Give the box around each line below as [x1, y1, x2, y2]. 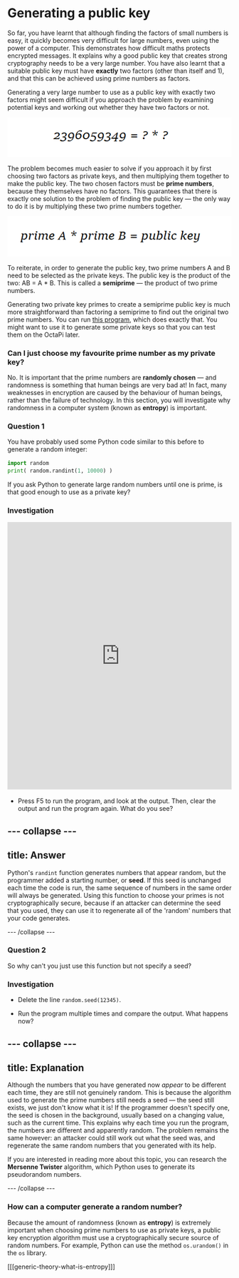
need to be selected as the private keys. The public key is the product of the [7, 271, 231, 280]
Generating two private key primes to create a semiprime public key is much [7, 300, 231, 308]
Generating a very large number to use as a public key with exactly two [7, 88, 216, 96]
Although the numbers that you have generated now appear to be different [7, 1080, 226, 1089]
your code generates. [7, 914, 70, 922]
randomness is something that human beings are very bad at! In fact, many [7, 381, 228, 389]
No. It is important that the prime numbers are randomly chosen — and [7, 373, 217, 382]
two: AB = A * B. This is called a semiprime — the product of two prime [7, 278, 218, 287]
